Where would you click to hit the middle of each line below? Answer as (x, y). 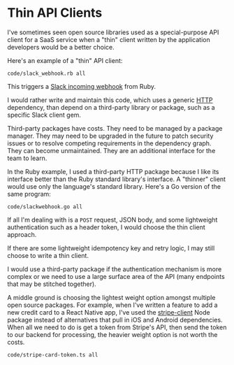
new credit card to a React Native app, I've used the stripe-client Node (109, 312)
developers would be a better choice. (61, 47)
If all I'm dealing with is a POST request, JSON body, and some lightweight (112, 220)
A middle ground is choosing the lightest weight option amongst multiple (111, 297)
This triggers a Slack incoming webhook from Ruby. (81, 86)
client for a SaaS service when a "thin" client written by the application (109, 39)
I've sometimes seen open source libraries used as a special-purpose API (113, 32)
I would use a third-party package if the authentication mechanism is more (115, 269)
